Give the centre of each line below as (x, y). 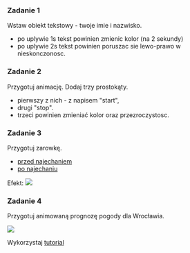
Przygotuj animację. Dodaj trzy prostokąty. (68, 87)
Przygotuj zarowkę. (35, 148)
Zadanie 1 (23, 10)
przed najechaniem (45, 161)
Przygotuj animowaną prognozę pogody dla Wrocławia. (86, 216)
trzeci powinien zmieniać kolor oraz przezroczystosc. (93, 115)
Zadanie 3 (24, 132)
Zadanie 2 (24, 71)
